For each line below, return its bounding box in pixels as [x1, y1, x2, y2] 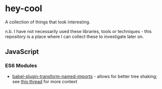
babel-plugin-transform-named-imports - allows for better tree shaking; [12, 73, 158, 79]
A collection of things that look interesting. [5, 19, 91, 25]
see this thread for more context [12, 78, 77, 84]
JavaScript [5, 48, 39, 56]
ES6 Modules [5, 62, 38, 69]
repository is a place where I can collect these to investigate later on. [5, 34, 144, 39]
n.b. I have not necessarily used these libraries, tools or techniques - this [5, 28, 152, 34]
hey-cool [5, 3, 43, 14]
